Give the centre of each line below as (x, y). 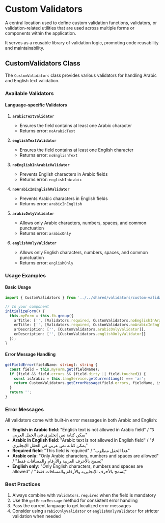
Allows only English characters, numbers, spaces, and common (84, 252)
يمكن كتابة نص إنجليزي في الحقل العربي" (50, 435)
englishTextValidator (34, 141)
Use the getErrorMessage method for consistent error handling (75, 500)
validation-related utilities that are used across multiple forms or (70, 28)
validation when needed (37, 516)
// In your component (27, 306)
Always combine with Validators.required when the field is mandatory (84, 495)
